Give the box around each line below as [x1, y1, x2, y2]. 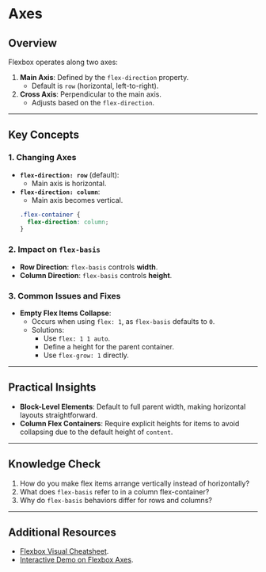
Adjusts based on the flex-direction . [31, 98, 155, 107]
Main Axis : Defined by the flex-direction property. [19, 73, 189, 82]
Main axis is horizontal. [31, 178, 107, 188]
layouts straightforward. [19, 410, 97, 420]
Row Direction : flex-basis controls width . [19, 262, 158, 272]
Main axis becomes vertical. [31, 195, 123, 204]
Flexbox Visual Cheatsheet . [19, 547, 109, 556]
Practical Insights [8, 381, 97, 395]
